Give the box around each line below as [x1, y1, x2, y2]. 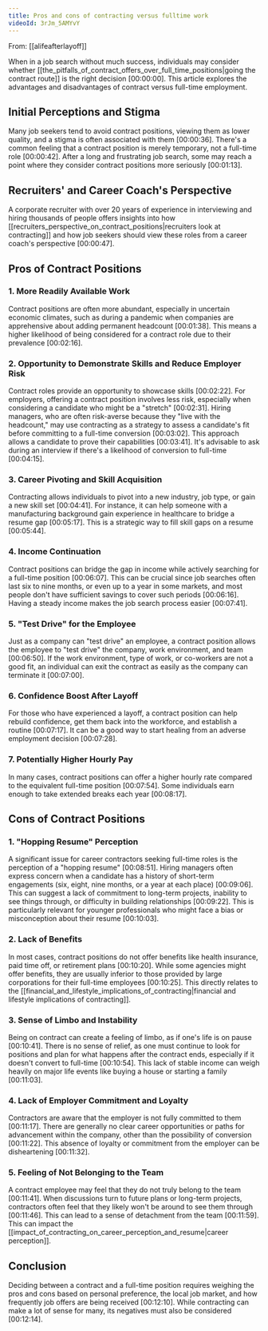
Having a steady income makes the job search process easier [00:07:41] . [8, 598, 248, 608]
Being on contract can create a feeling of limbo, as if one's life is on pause [8, 1032, 253, 1042]
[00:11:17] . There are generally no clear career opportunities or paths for [8, 1122, 245, 1131]
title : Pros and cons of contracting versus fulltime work [8, 11, 209, 20]
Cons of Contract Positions [8, 812, 145, 826]
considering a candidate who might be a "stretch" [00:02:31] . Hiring [8, 403, 231, 412]
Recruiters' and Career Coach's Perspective [8, 183, 232, 197]
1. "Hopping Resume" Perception [8, 836, 139, 847]
